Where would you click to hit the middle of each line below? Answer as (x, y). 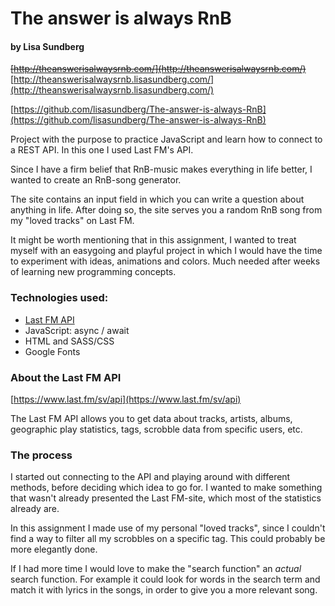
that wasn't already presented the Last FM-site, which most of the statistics (166, 498)
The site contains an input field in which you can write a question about (157, 199)
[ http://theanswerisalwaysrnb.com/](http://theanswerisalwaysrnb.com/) (158, 69)
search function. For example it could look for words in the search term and (165, 579)
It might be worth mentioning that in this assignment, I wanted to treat (153, 240)
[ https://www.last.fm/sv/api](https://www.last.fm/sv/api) (126, 399)
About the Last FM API (66, 377)
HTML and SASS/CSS (69, 341)
